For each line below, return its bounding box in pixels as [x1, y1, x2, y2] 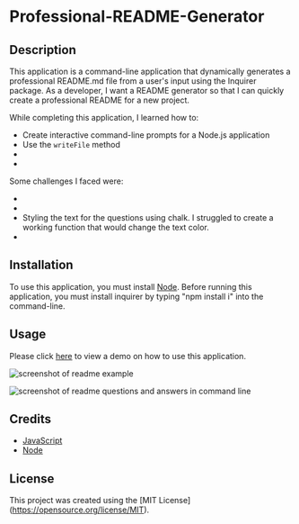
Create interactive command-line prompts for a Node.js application [22, 130, 270, 140]
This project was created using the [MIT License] [9, 495, 191, 506]
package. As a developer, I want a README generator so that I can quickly [9, 86, 285, 95]
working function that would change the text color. [22, 222, 209, 232]
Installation [9, 257, 74, 273]
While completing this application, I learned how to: [9, 113, 199, 122]
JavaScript [22, 435, 63, 447]
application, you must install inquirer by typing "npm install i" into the [9, 291, 264, 302]
